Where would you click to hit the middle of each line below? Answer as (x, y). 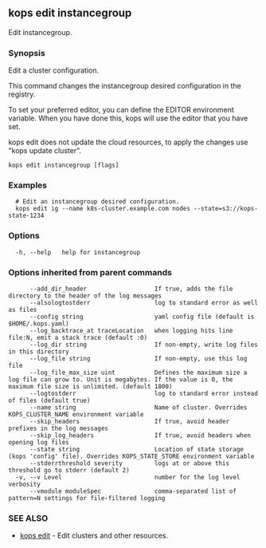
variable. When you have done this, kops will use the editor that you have (128, 118)
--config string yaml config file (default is (142, 317)
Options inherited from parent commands (90, 272)
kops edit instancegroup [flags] (64, 166)
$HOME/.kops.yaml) (39, 324)
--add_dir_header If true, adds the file (131, 289)
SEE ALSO (28, 518)
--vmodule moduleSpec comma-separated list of (133, 491)
